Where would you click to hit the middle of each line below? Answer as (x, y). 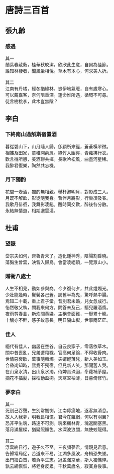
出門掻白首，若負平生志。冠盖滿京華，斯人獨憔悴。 (58, 460)
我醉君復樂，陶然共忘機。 (32, 165)
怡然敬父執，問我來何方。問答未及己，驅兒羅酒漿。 (58, 307)
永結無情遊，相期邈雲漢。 (32, 211)
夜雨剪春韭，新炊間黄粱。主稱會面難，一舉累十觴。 (58, 314)
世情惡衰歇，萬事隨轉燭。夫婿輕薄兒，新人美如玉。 (58, 359)
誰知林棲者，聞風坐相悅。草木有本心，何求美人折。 (58, 71)
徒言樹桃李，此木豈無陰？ (32, 101)
